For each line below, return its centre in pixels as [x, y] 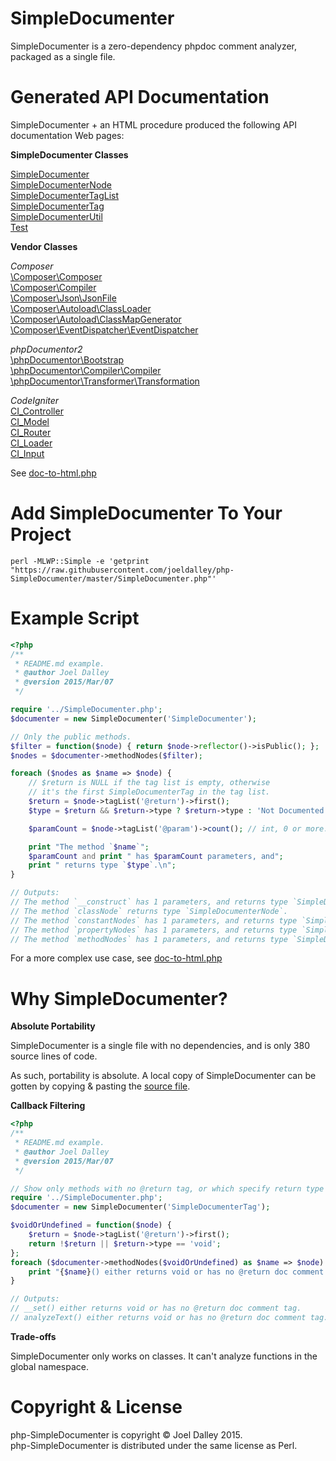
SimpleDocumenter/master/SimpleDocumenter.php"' [113, 578]
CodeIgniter [35, 400]
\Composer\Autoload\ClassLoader [81, 308]
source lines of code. [54, 1056]
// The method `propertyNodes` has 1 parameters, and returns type [154, 930]
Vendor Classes [44, 246]
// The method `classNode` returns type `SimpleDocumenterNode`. [149, 911]
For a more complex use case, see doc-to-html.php [116, 958]
